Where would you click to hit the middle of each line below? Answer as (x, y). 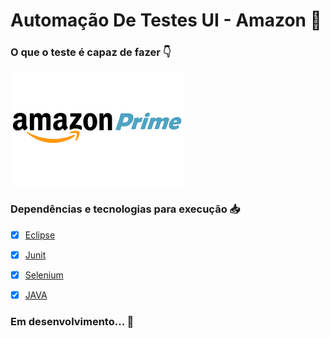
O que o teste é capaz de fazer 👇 (91, 52)
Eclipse (40, 235)
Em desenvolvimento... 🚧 (72, 321)
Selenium (44, 275)
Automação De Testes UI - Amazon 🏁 (166, 20)
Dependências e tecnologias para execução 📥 (125, 209)
